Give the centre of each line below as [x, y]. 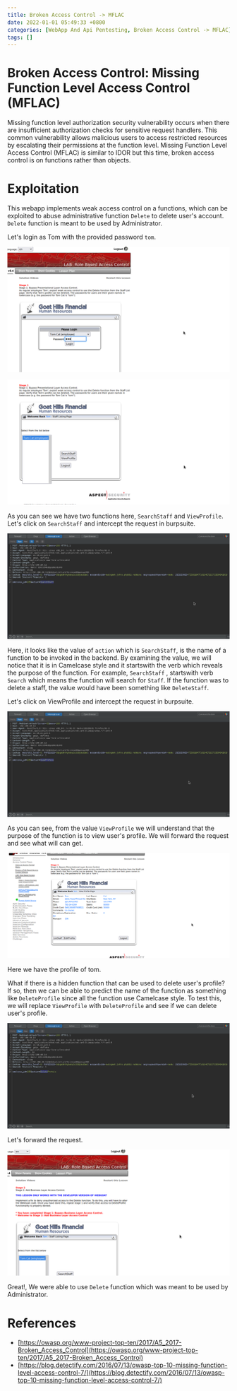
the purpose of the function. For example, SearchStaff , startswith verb [110, 673]
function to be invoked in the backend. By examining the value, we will [109, 658]
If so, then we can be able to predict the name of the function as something [117, 991]
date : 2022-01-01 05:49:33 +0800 [56, 22]
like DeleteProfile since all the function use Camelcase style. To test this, [115, 998]
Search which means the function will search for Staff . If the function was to [118, 680]
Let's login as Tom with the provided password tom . [82, 237]
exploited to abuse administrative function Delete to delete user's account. [116, 216]
